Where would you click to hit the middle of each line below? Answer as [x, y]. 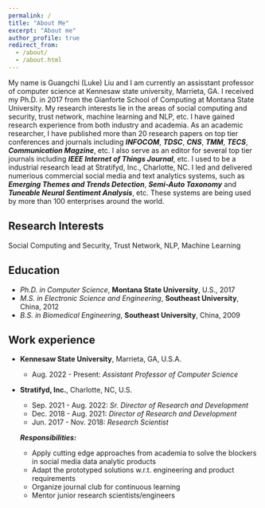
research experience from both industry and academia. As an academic [126, 125]
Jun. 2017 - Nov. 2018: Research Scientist [100, 422]
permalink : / [30, 16]
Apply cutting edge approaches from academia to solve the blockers [144, 453]
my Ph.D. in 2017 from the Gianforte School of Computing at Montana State [131, 100]
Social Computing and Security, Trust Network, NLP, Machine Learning [125, 245]
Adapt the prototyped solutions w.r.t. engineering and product [133, 470]
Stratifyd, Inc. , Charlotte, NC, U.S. [76, 390]
